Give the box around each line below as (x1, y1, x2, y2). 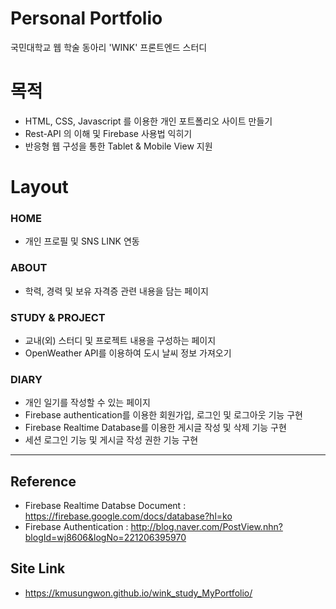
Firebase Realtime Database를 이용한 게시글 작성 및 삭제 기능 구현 (24, 422, 287, 434)
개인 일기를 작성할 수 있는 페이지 (24, 397, 151, 409)
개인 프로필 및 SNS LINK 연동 (24, 235, 140, 247)
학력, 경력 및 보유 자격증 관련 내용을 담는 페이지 (24, 285, 209, 297)
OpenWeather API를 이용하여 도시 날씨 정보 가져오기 (24, 347, 232, 359)
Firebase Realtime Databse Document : (24, 500, 187, 512)
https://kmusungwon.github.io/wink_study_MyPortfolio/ (24, 587, 253, 599)
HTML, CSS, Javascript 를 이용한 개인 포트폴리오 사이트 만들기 (24, 115, 273, 127)
